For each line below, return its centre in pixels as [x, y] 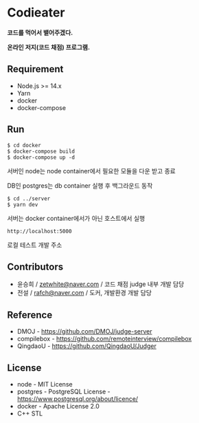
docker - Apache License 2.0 [58, 406]
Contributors [35, 267]
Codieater [36, 13]
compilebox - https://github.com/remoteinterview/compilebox [104, 339]
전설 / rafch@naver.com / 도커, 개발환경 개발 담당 [84, 293]
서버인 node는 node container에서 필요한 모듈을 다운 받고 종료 [92, 171]
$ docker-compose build [41, 151]
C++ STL [30, 413]
